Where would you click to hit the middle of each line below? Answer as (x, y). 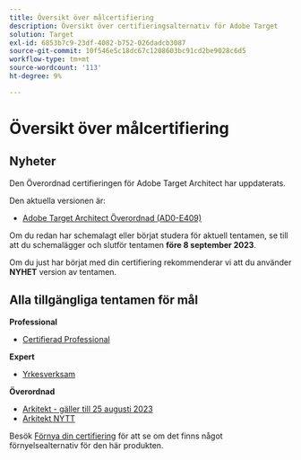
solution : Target (42, 34)
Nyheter (33, 161)
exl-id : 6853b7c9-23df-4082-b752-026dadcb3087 (98, 43)
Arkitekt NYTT (49, 418)
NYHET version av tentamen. (63, 271)
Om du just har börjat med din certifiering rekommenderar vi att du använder (150, 262)
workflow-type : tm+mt (50, 59)
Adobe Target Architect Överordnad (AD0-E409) (112, 217)
